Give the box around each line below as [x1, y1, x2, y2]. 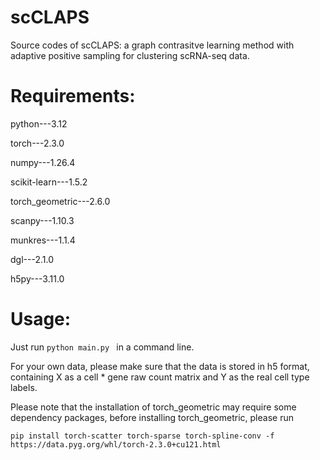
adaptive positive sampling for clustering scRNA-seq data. [10, 49, 250, 61]
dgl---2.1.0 [10, 253, 54, 265]
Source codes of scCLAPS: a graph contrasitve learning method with [10, 39, 295, 51]
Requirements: [10, 85, 136, 108]
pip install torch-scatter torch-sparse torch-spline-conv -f [10, 431, 275, 441]
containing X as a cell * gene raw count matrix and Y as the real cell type [10, 371, 310, 383]
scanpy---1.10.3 [10, 214, 75, 226]
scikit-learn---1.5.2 [10, 176, 88, 188]
